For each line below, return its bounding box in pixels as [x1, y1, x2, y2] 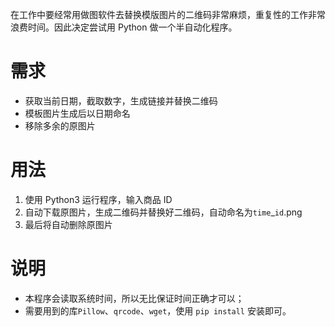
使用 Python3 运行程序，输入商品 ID [24, 193, 173, 205]
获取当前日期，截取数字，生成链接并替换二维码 [24, 94, 218, 107]
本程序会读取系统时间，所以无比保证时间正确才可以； [24, 292, 245, 304]
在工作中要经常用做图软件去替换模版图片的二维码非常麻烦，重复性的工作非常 [10, 9, 326, 20]
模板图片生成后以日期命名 [24, 107, 131, 119]
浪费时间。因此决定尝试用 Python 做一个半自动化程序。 [10, 21, 238, 33]
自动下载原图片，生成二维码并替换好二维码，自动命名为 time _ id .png [24, 206, 303, 218]
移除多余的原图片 [24, 119, 96, 132]
